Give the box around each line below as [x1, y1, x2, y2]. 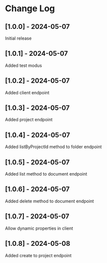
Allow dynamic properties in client [5, 225, 73, 231]
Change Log [5, 3, 55, 14]
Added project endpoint [5, 117, 53, 123]
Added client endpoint [5, 89, 50, 95]
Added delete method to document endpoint [5, 198, 94, 204]
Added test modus [5, 62, 42, 68]
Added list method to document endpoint [5, 171, 88, 177]
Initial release [5, 35, 32, 41]
